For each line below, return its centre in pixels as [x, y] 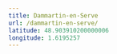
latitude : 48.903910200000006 [59, 30]
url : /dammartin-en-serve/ [53, 23]
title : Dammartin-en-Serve [53, 15]
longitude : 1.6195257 [44, 38]
